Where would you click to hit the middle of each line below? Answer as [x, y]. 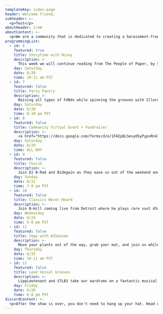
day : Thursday [28, 249]
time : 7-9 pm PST [31, 186]
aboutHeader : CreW [24, 28]
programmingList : [23, 41]
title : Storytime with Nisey [43, 55]
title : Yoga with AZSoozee [41, 236]
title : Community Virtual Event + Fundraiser [61, 127]
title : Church [28, 164]
